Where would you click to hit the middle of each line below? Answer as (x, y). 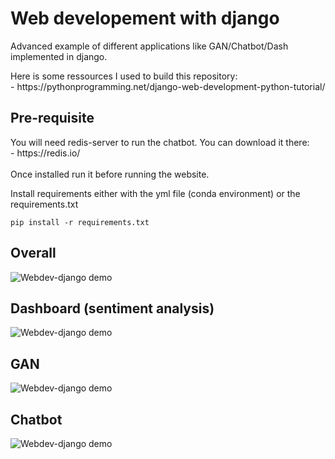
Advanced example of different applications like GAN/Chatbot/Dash (149, 46)
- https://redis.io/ (45, 153)
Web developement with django (145, 18)
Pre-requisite (52, 118)
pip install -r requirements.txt (80, 222)
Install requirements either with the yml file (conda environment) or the (155, 193)
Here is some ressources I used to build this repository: (124, 76)
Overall (33, 253)
